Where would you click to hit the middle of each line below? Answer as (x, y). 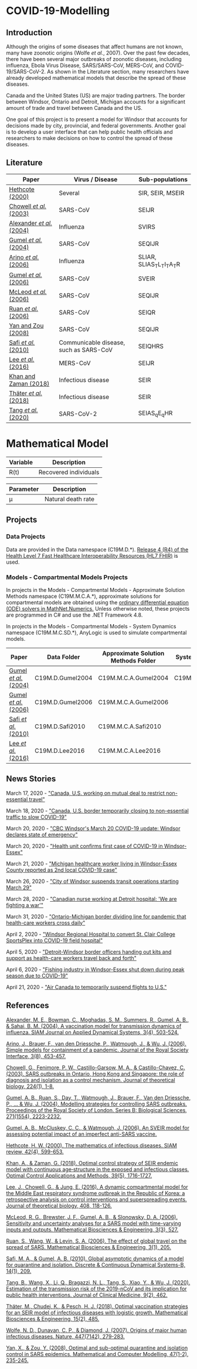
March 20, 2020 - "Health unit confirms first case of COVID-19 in (84, 846)
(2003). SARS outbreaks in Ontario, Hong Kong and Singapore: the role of (95, 1073)
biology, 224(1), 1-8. (30, 1086)
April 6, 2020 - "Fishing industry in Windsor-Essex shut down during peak (95, 969)
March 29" (19, 887)
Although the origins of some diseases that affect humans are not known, (95, 46)
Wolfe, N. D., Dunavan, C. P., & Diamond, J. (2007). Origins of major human (96, 1330)
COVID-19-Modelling (58, 11)
